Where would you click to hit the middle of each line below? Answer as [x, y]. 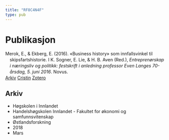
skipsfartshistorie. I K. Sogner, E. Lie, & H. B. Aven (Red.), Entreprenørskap [87, 60]
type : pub [16, 15]
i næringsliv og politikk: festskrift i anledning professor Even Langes [80, 66]
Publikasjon [30, 40]
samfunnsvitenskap [33, 117]
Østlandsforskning [32, 122]
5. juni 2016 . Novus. [48, 72]
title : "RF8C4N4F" [25, 10]
